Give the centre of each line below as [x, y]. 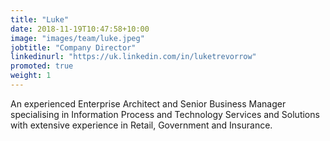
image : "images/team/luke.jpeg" [77, 38]
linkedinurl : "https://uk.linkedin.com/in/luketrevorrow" [133, 57]
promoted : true [42, 66]
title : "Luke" [40, 19]
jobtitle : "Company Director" [73, 47]
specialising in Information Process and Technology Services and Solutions [165, 114]
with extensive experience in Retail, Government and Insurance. [141, 125]
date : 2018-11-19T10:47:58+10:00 [80, 29]
